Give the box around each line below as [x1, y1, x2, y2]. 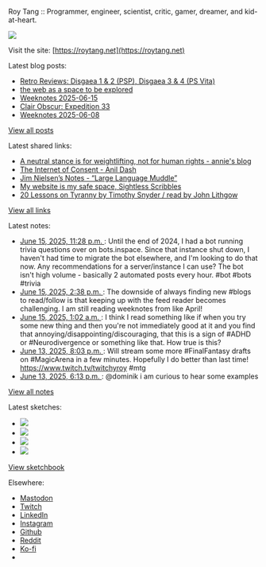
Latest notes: [8, 221, 51, 230]
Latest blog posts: [8, 61, 67, 70]
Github [19, 527, 42, 536]
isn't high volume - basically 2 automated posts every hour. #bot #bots [19, 270, 252, 279]
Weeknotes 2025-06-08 [19, 111, 100, 119]
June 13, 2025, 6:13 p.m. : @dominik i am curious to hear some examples [19, 371, 259, 381]
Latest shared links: [8, 141, 72, 150]
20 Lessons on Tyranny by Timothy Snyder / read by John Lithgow [19, 190, 238, 200]
